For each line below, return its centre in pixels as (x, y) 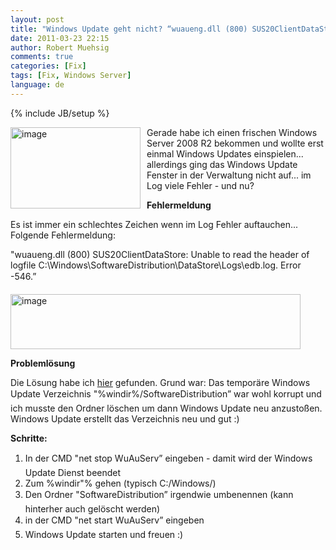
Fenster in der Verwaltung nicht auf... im (229, 175)
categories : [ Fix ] (48, 66)
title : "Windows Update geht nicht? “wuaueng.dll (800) (129, 29)
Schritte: (29, 438)
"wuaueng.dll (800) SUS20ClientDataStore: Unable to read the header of (160, 254)
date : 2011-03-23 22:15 (60, 38)
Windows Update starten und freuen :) (104, 534)
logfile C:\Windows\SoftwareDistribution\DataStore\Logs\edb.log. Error (156, 265)
